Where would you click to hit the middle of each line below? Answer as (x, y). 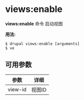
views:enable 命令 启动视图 (34, 23)
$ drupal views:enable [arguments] (43, 43)
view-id (17, 89)
